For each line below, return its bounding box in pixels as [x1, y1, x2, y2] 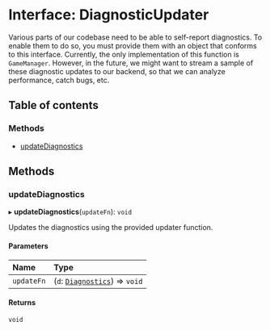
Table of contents [8, 98, 99, 112]
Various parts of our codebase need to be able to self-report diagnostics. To [8, 32, 263, 42]
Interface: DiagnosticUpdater [8, 6, 209, 24]
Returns [8, 298, 36, 307]
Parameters [8, 240, 49, 251]
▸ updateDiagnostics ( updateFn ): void [8, 207, 132, 217]
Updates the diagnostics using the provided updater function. [8, 223, 213, 232]
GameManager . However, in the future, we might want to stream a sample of [8, 58, 254, 68]
